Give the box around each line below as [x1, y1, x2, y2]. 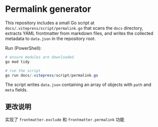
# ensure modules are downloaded [5, 54, 74, 60]
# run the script [5, 68, 41, 73]
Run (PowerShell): [5, 45, 42, 51]
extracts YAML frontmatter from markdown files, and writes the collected [5, 30, 154, 36]
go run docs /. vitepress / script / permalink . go [5, 73, 98, 78]
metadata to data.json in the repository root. [5, 36, 96, 42]
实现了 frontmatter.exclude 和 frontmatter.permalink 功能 [5, 117, 125, 123]
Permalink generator [5, 3, 91, 15]
